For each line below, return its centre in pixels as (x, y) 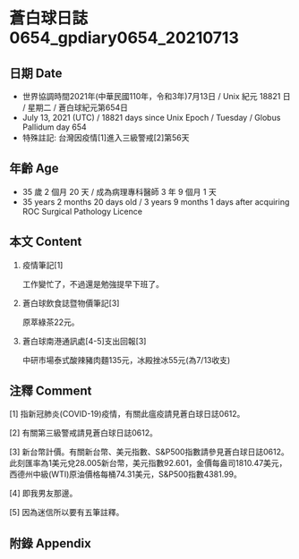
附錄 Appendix (50, 543)
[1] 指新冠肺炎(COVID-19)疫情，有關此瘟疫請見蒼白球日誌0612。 (127, 414)
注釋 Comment (51, 391)
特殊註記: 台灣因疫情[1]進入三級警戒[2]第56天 (106, 138)
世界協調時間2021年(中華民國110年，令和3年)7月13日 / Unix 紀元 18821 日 (156, 96)
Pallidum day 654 (54, 127)
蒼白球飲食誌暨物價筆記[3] (71, 303)
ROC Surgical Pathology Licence (82, 211)
